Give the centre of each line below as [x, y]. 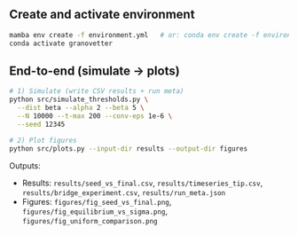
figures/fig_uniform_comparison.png [90, 221]
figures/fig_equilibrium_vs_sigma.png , [95, 211]
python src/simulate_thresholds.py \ [79, 100]
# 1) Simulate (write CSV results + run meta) [97, 91]
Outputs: [25, 165]
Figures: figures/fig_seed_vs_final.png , [97, 201]
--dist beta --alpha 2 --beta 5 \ [81, 108]
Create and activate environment [102, 15]
